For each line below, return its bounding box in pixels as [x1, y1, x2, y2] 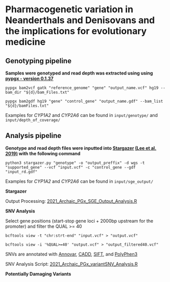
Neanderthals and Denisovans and [5, 14, 155, 26]
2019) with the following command [5, 150, 81, 156]
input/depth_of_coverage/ [5, 118, 60, 123]
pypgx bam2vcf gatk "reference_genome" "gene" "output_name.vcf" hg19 [5, 85, 159, 90]
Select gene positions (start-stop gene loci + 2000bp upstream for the [5, 218, 154, 224]
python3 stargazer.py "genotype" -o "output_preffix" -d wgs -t [5, 160, 145, 166]
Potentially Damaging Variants [5, 271, 71, 277]
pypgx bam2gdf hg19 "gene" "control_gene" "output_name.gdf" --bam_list [5, 99, 163, 104]
